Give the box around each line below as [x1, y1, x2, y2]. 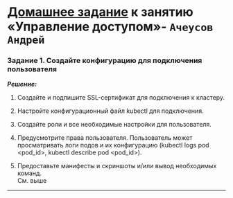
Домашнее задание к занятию [7, 4, 194, 20]
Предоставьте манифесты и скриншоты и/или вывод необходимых [17, 162, 217, 170]
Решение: [7, 80, 37, 89]
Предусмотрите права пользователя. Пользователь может [17, 134, 193, 142]
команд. [17, 169, 42, 177]
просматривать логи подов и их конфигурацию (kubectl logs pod [17, 141, 209, 150]
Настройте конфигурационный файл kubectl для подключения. [17, 107, 204, 115]
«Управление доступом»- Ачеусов [7, 19, 214, 35]
